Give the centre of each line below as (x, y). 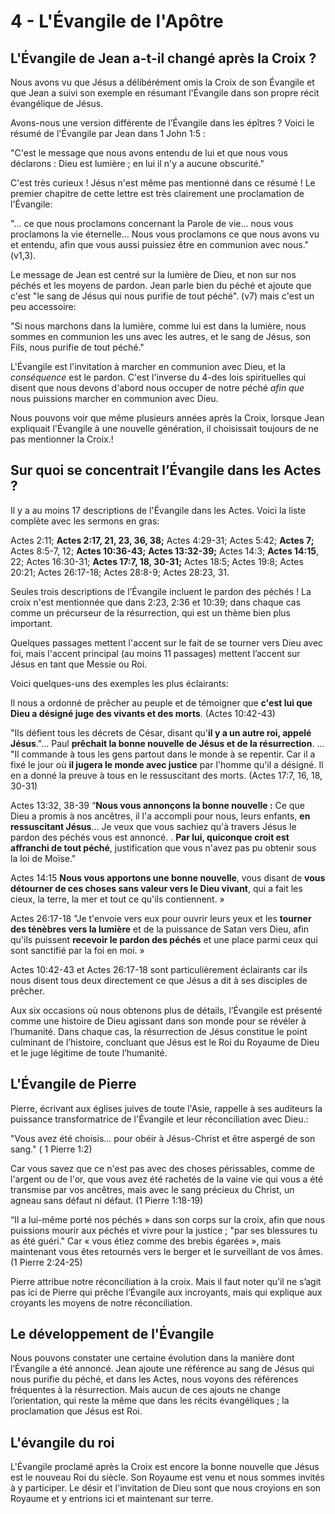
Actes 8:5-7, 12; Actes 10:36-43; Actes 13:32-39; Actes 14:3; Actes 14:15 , (165, 551)
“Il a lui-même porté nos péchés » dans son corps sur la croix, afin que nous (168, 1219)
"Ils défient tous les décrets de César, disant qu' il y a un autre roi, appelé (161, 732)
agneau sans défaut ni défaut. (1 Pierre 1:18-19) (107, 1200)
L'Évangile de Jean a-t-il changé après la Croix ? (163, 58)
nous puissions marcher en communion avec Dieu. (114, 398)
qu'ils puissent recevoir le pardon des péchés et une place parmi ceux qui (164, 939)
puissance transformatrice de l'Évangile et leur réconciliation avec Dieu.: (159, 1119)
